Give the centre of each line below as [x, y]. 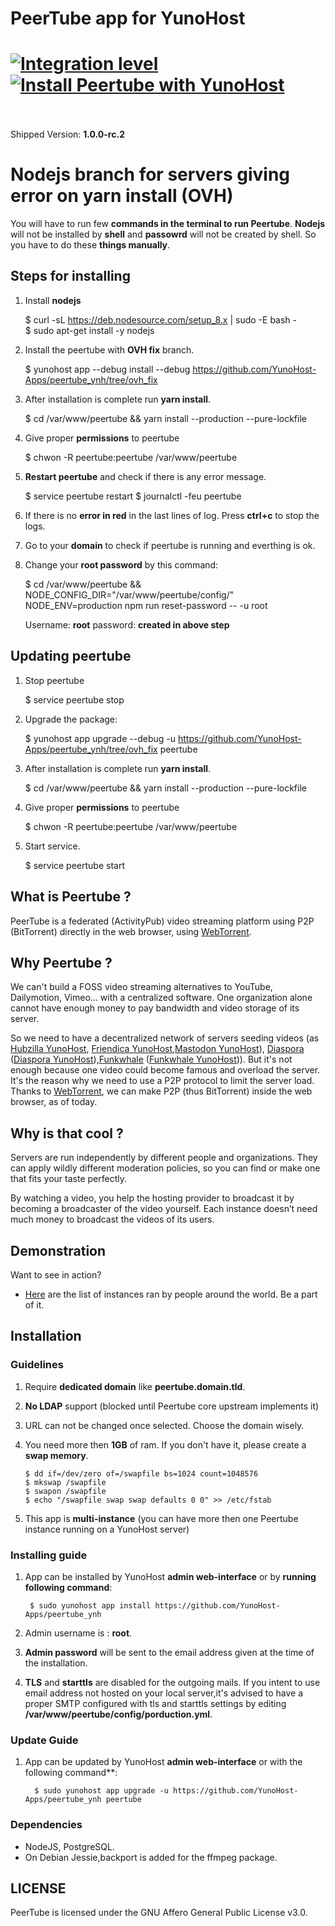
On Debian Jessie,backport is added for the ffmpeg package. [151, 1857]
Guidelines [37, 1365]
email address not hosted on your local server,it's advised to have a [164, 1693]
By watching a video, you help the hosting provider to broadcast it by [152, 1198]
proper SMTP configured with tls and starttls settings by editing [155, 1703]
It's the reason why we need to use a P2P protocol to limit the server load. [162, 1081]
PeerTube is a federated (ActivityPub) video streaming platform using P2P [162, 921]
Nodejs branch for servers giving [150, 174]
